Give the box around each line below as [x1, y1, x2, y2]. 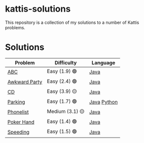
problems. [5, 24, 25, 30]
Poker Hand [7, 119, 35, 125]
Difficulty [54, 59, 77, 66]
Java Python [89, 99, 118, 106]
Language [91, 59, 116, 66]
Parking [7, 99, 25, 106]
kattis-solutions [5, 3, 71, 15]
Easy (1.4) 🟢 [47, 118, 77, 125]
